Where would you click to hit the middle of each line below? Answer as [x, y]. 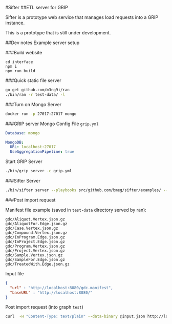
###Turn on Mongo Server [34, 104]
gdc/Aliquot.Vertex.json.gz [35, 219]
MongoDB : [15, 142]
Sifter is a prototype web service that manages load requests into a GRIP [82, 17]
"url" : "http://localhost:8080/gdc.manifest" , [62, 288]
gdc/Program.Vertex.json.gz [35, 246]
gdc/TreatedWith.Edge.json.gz [38, 264]
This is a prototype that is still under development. [58, 33]
